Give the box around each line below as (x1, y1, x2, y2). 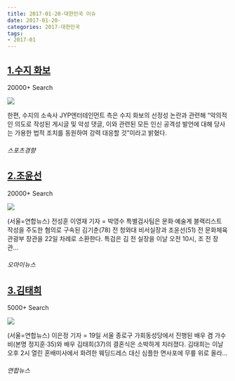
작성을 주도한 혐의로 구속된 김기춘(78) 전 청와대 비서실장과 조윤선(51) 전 (7, 226, 203, 234)
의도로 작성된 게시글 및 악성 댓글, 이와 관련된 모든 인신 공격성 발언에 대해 (14, 120, 213, 128)
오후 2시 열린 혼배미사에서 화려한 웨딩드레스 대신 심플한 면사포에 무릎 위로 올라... (7, 349, 228, 357)
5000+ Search (7, 304, 49, 312)
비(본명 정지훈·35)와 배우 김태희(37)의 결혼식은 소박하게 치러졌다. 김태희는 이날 (7, 340, 224, 349)
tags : (7, 30, 23, 37)
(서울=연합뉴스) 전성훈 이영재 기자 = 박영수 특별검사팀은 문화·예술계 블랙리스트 (7, 217, 222, 225)
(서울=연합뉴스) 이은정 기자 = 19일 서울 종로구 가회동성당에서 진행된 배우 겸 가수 (7, 331, 227, 340)
